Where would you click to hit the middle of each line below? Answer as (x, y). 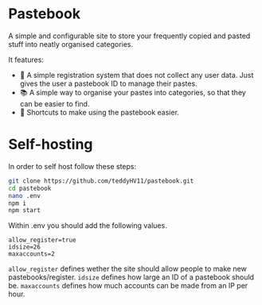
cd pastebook (30, 188)
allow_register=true (43, 240)
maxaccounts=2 (32, 254)
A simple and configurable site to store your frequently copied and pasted (129, 36)
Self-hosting (51, 145)
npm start (25, 210)
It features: (26, 60)
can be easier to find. (55, 103)
